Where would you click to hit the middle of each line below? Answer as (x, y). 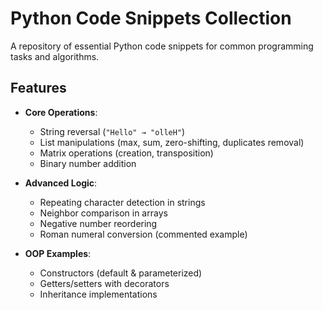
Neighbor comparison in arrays (103, 213)
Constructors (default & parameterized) (121, 273)
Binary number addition (88, 163)
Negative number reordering (98, 223)
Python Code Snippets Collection (151, 18)
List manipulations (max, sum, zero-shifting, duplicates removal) (172, 142)
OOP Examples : (58, 253)
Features (38, 88)
